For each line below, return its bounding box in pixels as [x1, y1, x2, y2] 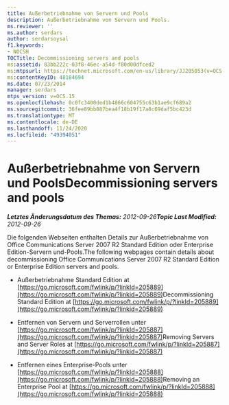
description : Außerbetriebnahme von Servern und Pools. [7, 16, 170, 23]
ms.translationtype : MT [7, 112, 75, 119]
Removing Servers [162, 333, 215, 341]
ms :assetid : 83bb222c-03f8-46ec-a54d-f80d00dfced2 [7, 61, 155, 68]
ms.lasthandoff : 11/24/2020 [7, 125, 88, 132]
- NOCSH [7, 49, 29, 56]
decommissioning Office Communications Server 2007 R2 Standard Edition [7, 255, 219, 264]
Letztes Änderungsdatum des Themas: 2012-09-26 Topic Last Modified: [7, 213, 217, 221]
